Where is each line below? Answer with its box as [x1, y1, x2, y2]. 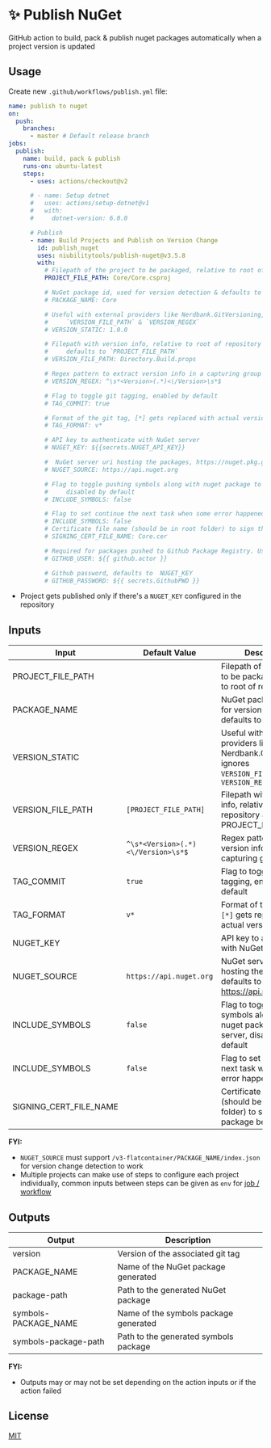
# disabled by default [44, 487, 135, 496]
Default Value [143, 647, 197, 659]
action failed [19, 1386, 62, 1395]
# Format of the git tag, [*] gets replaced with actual [44, 414, 240, 422]
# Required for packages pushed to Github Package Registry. [44, 547, 254, 555]
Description [165, 1235, 211, 1245]
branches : [23, 124, 56, 133]
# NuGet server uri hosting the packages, [44, 458, 194, 466]
